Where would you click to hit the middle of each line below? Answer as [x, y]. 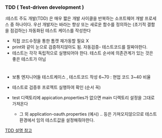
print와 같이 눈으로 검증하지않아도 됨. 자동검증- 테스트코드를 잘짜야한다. [80, 47]
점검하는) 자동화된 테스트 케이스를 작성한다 [50, 31]
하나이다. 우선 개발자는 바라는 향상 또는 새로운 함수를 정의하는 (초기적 [81, 25]
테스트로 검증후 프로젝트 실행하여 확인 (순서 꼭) [56, 87]
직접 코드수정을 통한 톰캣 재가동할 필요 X [50, 41]
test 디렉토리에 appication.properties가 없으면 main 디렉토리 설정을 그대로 [83, 98]
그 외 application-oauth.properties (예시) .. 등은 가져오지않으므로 [81, 114]
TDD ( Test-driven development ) [44, 7]
